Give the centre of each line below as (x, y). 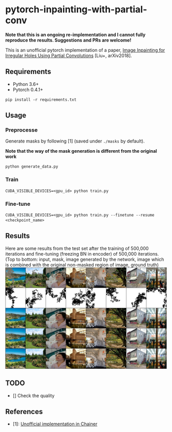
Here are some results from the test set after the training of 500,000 (77, 248)
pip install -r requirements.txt (41, 100)
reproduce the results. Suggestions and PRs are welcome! (68, 40)
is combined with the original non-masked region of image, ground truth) (82, 265)
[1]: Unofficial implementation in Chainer (55, 424)
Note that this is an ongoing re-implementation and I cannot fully (76, 34)
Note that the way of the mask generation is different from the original (81, 151)
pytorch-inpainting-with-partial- (76, 10)
